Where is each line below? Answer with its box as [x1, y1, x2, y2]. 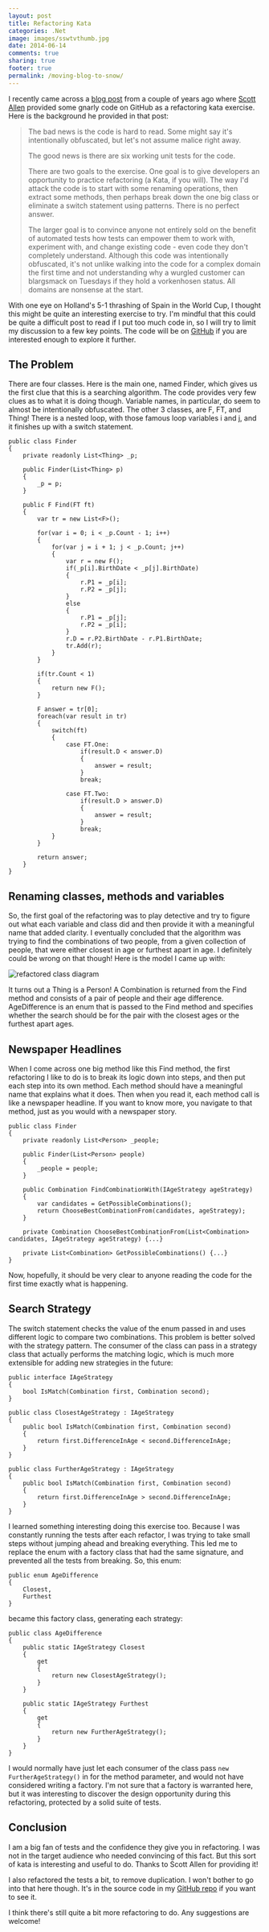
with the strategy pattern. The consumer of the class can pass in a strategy [8, 1341, 258, 1350]
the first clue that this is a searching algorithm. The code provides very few [8, 388, 257, 397]
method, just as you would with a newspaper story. [8, 1107, 177, 1117]
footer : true [8, 64, 52, 73]
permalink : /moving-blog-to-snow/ [8, 72, 124, 80]
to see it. [8, 1892, 38, 1901]
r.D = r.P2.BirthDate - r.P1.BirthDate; [65, 635, 203, 643]
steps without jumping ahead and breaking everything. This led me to [8, 1538, 238, 1548]
